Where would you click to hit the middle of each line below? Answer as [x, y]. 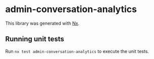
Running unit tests [35, 39]
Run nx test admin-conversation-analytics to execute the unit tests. [77, 51]
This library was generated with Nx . [42, 23]
